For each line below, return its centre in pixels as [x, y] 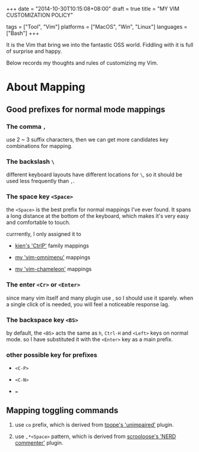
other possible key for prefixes [52, 354]
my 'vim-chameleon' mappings [53, 269]
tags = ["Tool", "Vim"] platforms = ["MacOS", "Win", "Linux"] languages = [97, 27]
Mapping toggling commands [62, 410]
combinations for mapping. [40, 146]
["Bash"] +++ [23, 33]
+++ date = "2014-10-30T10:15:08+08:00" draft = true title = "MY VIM [93, 9]
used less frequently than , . [40, 181]
